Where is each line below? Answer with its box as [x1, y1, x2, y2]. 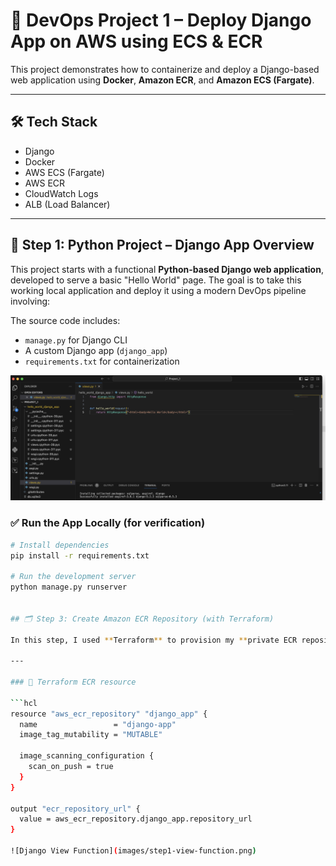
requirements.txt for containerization [24, 355, 180, 367]
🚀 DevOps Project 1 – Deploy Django [10, 9, 312, 32]
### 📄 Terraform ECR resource [10, 677, 137, 688]
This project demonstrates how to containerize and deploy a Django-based [10, 63, 320, 75]
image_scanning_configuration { [19, 751, 155, 761]
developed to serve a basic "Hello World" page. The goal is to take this [10, 274, 302, 286]
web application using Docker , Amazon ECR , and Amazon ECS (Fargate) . [10, 74, 315, 86]
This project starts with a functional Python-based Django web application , [10, 263, 324, 275]
